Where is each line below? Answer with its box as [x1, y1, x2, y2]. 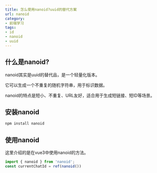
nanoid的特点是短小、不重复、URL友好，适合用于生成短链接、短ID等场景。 [5, 92, 155, 98]
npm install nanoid [5, 121, 45, 126]
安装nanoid [5, 108, 40, 116]
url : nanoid [5, 12, 29, 17]
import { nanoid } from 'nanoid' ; [5, 159, 75, 164]
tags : [5, 25, 16, 30]
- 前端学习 [5, 20, 24, 26]
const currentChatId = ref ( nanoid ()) [5, 164, 82, 169]
